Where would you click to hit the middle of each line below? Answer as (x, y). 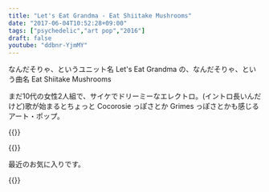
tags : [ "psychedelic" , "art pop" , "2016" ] (77, 30)
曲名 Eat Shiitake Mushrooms (63, 79)
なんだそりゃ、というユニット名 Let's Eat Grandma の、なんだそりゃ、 (125, 70)
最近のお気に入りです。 (47, 164)
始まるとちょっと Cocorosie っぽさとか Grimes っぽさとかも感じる (149, 106)
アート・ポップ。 (36, 116)
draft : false (30, 38)
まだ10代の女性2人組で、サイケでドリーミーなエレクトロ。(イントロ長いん (131, 96)
